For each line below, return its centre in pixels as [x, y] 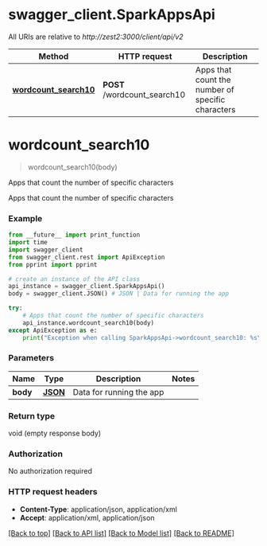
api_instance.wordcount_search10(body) [89, 323]
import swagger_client [46, 250]
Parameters [31, 358]
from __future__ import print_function [74, 235]
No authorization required [50, 471]
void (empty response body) [55, 433]
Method [54, 56]
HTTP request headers [53, 492]
